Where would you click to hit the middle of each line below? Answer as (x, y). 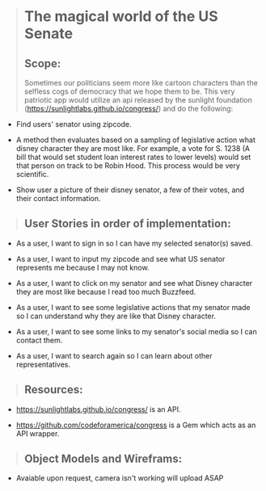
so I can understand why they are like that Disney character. (116, 316)
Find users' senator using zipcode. (74, 124)
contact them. (39, 340)
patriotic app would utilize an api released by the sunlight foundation (138, 100)
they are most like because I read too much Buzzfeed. (106, 292)
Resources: (53, 390)
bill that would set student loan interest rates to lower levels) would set (133, 157)
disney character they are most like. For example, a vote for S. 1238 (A (133, 148)
